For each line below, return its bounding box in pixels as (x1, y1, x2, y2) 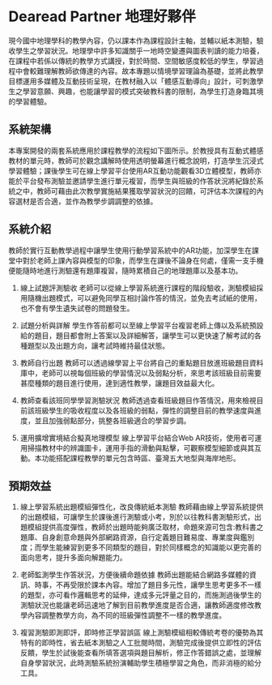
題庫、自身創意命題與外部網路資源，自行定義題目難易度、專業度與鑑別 (19, 533, 255, 542)
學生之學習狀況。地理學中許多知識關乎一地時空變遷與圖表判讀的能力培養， (15, 45, 264, 55)
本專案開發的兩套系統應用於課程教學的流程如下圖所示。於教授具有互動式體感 (8, 145, 264, 155)
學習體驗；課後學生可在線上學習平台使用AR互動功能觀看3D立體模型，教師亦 (8, 165, 261, 175)
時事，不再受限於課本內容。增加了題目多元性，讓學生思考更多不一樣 (34, 580, 261, 590)
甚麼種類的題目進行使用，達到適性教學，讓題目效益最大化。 (19, 378, 219, 387)
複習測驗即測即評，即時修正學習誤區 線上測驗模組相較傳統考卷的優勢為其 (19, 627, 264, 637)
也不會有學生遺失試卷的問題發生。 (19, 303, 134, 313)
